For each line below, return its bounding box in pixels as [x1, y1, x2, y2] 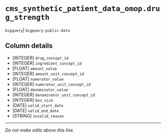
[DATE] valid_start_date [12, 102, 64, 108]
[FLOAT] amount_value [12, 65, 57, 71]
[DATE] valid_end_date [12, 107, 59, 113]
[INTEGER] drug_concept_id [12, 55, 69, 61]
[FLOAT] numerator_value [12, 76, 64, 82]
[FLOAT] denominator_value [12, 86, 68, 92]
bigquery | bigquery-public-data [5, 27, 70, 33]
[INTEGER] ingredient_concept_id [12, 60, 82, 66]
